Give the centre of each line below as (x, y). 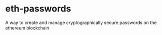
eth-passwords (38, 9)
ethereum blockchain (27, 27)
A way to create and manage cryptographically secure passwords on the (81, 22)
